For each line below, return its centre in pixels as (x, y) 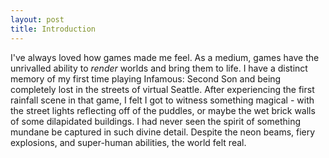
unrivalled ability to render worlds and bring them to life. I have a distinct (159, 68)
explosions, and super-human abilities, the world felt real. (128, 142)
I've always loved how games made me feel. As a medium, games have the (165, 57)
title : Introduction (53, 29)
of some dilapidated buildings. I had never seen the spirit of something (156, 121)
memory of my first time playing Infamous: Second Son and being (146, 78)
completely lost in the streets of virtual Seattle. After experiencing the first (162, 89)
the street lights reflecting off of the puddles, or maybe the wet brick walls (163, 110)
